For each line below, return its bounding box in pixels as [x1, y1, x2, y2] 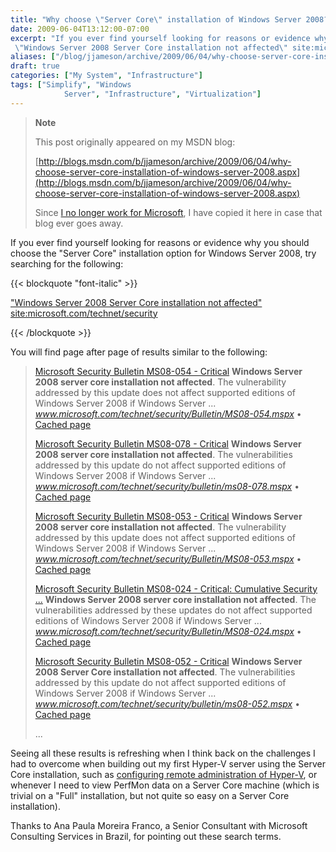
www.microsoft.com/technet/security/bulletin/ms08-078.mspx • [34, 480, 300, 492]
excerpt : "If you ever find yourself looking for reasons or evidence [10, 33, 311, 43]
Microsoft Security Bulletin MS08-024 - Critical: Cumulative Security [34, 582, 318, 595]
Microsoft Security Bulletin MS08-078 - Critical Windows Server [34, 437, 302, 450]
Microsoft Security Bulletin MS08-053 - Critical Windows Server [34, 510, 303, 522]
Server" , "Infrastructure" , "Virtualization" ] [63, 89, 262, 99]
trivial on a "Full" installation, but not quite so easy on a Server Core [10, 789, 290, 801]
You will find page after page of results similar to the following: [10, 346, 268, 358]
